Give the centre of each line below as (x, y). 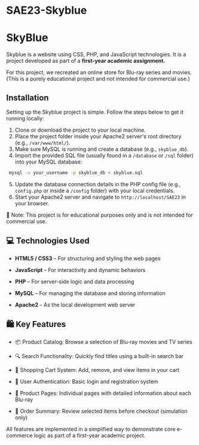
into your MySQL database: (48, 162)
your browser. (32, 203)
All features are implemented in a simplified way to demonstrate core (91, 429)
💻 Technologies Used (48, 241)
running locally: (25, 118)
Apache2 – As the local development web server (75, 305)
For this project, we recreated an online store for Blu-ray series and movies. (99, 72)
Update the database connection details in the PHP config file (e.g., (98, 184)
